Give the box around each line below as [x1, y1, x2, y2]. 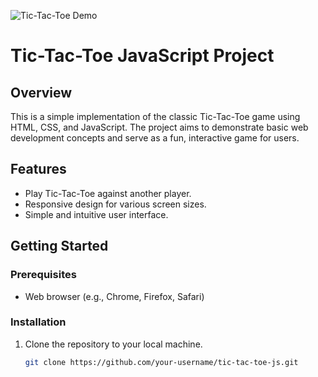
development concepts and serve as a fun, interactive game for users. [10, 132, 300, 144]
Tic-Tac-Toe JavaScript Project [10, 45, 275, 67]
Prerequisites [10, 268, 77, 282]
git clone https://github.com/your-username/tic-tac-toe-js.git [24, 357, 299, 367]
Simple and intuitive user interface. [24, 208, 169, 220]
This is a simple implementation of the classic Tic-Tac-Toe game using [10, 111, 301, 122]
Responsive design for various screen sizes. [24, 198, 207, 210]
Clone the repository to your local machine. [24, 338, 203, 350]
